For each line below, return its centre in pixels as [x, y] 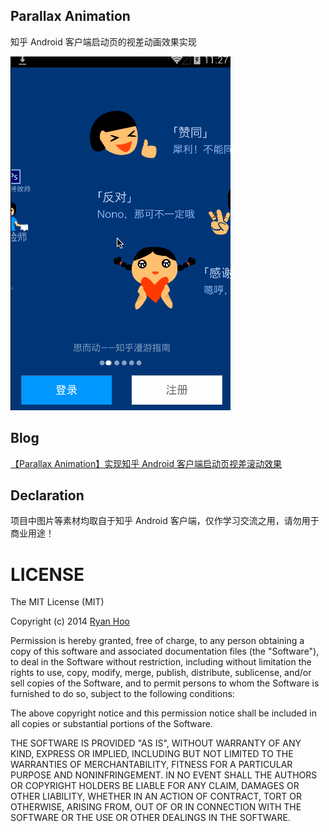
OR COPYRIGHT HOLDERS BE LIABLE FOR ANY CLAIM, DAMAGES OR [155, 786]
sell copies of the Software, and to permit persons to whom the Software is [165, 683]
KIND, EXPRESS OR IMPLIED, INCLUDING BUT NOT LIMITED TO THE [152, 754]
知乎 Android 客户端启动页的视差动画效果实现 [103, 41]
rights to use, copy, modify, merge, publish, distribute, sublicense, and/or [161, 673]
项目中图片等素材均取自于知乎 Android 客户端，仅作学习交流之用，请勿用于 [165, 521]
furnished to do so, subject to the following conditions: [122, 694]
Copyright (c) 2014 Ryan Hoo [70, 621]
